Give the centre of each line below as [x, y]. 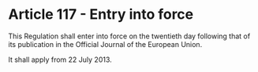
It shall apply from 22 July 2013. [60, 59]
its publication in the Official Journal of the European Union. [105, 44]
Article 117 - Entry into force [101, 14]
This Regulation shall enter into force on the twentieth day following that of [129, 36]
